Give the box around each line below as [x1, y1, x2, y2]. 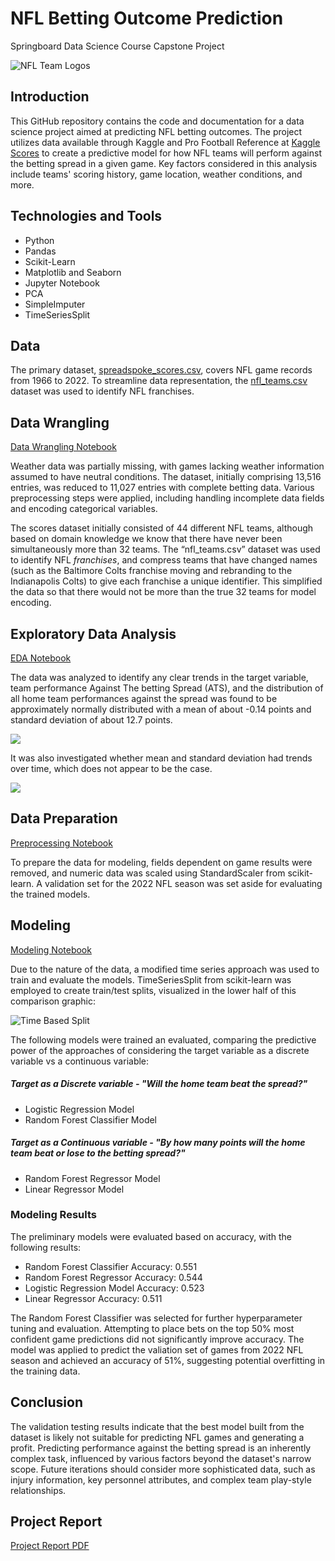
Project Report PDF [10, 1540, 90, 1552]
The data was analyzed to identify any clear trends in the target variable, [10, 672, 309, 683]
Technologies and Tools [10, 208, 163, 225]
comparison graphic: [10, 995, 97, 1007]
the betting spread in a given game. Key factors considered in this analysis [10, 157, 318, 169]
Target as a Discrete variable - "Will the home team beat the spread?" [10, 1078, 308, 1090]
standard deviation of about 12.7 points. [10, 714, 173, 726]
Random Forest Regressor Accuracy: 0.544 [24, 1271, 203, 1283]
